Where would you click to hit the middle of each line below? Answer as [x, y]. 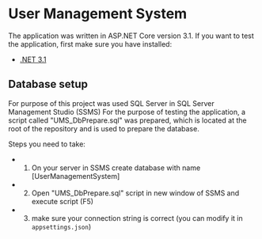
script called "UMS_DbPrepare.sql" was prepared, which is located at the [127, 120]
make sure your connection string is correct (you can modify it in [137, 218]
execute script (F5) [62, 201]
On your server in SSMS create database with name [116, 168]
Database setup [48, 84]
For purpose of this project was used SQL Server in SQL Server [112, 103]
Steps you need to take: [47, 144]
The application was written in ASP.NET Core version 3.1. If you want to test [131, 36]
